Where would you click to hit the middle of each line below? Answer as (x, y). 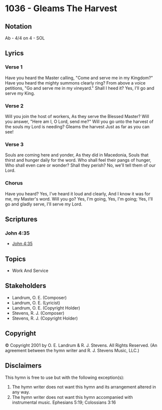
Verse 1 (14, 67)
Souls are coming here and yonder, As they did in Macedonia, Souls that (77, 155)
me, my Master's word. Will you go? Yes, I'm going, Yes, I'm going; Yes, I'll (79, 199)
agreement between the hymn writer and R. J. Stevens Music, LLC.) (72, 350)
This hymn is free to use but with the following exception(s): (65, 377)
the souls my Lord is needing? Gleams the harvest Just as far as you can (77, 126)
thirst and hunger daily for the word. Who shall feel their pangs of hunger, (78, 160)
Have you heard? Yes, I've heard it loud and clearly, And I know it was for (78, 194)
